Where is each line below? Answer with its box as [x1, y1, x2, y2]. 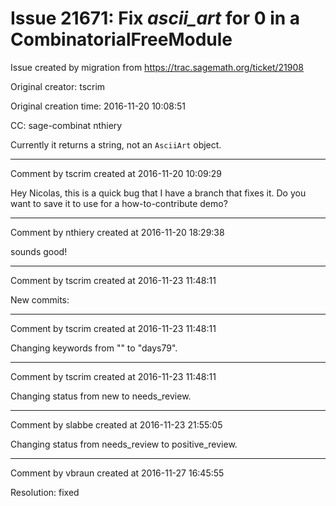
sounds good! [10, 245, 68, 257]
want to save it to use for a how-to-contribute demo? [10, 197, 228, 209]
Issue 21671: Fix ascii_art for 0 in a [10, 7, 301, 30]
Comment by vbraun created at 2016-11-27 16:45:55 [10, 467, 225, 479]
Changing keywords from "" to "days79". [10, 342, 178, 354]
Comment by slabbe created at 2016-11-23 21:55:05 [10, 418, 223, 431]
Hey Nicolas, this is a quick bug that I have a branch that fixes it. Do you [10, 187, 307, 199]
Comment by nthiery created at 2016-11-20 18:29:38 [10, 226, 225, 238]
